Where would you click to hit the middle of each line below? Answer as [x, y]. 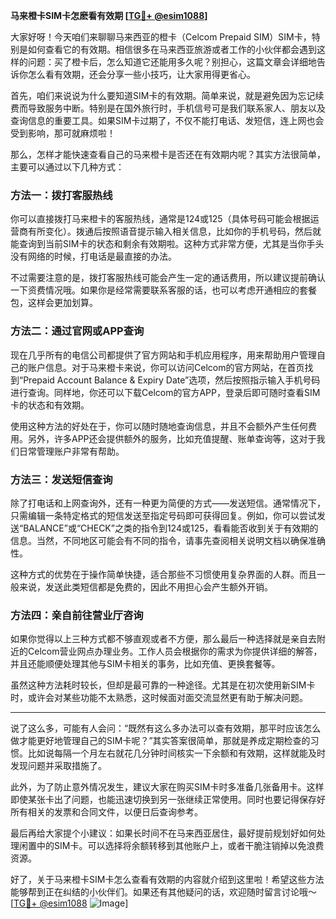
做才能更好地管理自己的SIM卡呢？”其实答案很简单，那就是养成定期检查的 [160, 741]
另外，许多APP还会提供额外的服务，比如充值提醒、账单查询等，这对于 [172, 438]
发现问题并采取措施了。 [58, 766]
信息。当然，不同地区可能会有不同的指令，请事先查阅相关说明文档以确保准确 [168, 540]
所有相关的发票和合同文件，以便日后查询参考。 [106, 812]
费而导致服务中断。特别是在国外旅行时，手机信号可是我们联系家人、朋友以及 [168, 108]
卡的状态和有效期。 [50, 405]
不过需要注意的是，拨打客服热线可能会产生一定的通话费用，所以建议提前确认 [168, 278]
